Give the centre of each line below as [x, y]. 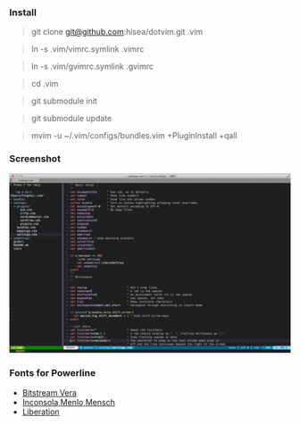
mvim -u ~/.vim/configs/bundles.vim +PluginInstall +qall [134, 136]
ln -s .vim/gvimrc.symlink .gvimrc [92, 67]
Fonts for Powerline [53, 373]
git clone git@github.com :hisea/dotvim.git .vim [117, 32]
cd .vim [45, 84]
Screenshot [35, 159]
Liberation [41, 412]
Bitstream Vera [50, 392]
